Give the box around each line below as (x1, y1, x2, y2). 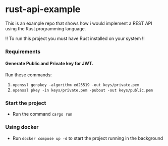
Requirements (5, 48, 41, 55)
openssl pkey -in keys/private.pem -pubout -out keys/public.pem (12, 88, 153, 93)
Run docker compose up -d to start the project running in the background (12, 135, 163, 141)
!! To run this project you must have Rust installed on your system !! (5, 35, 145, 41)
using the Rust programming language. (5, 25, 86, 31)
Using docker (5, 124, 39, 131)
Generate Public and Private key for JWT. (5, 61, 94, 67)
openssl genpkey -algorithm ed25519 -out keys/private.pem (12, 82, 140, 88)
